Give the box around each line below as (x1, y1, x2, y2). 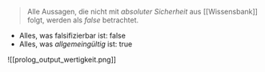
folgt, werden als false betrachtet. (26, 15, 139, 25)
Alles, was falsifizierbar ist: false (18, 31, 126, 40)
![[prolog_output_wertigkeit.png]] (7, 55, 117, 64)
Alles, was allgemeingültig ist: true (18, 39, 133, 49)
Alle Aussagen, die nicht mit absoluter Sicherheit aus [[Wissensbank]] (26, 7, 258, 16)
